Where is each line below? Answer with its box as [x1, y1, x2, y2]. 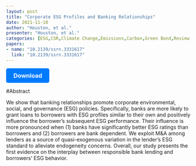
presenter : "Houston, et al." [6, 30, 80, 36]
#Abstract [6, 87, 30, 94]
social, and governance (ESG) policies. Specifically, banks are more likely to [6, 105, 189, 112]
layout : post [6, 8, 38, 15]
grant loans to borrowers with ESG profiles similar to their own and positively [6, 111, 191, 118]
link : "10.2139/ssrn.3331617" [11, 52, 85, 58]
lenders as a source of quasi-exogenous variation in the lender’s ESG [6, 136, 173, 143]
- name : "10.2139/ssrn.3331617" [6, 47, 85, 52]
